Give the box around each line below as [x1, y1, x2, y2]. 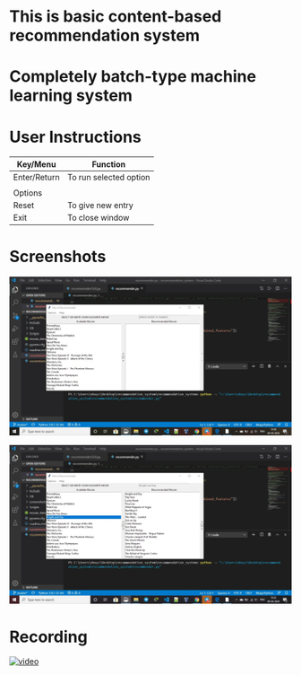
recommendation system [9, 25, 200, 46]
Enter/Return [13, 172, 60, 183]
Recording [9, 627, 88, 647]
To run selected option [66, 172, 150, 183]
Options [13, 187, 43, 198]
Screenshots [9, 246, 107, 267]
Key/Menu [16, 159, 56, 170]
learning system [9, 85, 133, 106]
